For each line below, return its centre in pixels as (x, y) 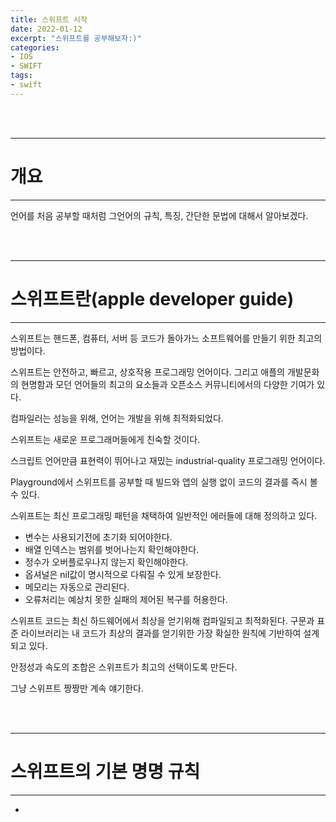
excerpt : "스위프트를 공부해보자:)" (76, 38)
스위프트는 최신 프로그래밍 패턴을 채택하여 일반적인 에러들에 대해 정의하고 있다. (164, 515)
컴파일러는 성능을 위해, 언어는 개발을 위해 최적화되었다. (117, 418)
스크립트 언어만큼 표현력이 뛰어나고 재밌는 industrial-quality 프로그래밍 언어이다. (168, 460)
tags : (21, 76)
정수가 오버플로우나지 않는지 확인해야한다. (106, 562)
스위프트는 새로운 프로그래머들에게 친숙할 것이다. (105, 439)
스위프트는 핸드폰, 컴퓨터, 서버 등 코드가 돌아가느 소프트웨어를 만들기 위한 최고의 (166, 338)
